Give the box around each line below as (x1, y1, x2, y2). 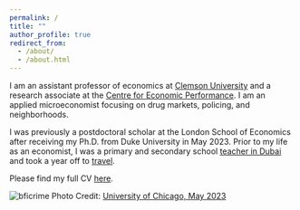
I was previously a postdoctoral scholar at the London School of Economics (9, 127, 292, 137)
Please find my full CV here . (9, 173, 113, 184)
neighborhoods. (9, 110, 70, 119)
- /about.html (17, 55, 71, 64)
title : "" (9, 22, 47, 31)
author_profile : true (9, 30, 92, 39)
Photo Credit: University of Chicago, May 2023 (51, 191, 227, 201)
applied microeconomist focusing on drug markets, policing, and (9, 100, 251, 110)
